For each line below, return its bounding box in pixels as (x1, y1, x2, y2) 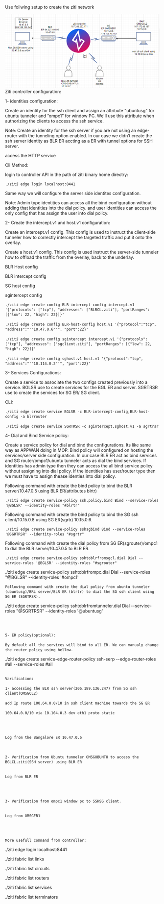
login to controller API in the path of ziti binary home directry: (5, 171, 128, 177)
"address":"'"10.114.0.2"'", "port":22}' (5, 361, 91, 366)
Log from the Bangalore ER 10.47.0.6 (5, 735, 82, 740)
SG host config (5, 283, 35, 289)
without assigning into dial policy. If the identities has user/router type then (5, 468, 156, 474)
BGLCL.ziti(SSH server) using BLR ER (5, 759, 82, 764)
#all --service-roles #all (5, 661, 53, 667)
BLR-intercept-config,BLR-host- (84, 409, 150, 414)
